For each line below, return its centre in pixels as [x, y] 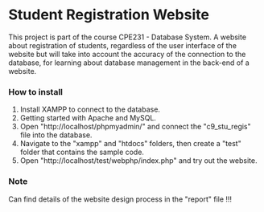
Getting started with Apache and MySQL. [88, 118]
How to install [35, 92]
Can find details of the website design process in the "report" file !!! [120, 199]
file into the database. [56, 135]
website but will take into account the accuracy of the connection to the [127, 54]
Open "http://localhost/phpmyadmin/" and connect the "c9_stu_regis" [135, 127]
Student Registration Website [109, 15]
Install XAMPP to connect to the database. [90, 109]
